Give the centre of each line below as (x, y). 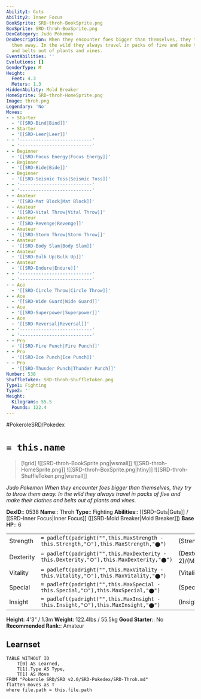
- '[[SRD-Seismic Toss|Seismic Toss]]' (61, 179)
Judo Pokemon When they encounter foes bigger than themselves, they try (99, 487)
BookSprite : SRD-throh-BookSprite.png (54, 23)
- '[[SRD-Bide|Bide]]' (40, 168)
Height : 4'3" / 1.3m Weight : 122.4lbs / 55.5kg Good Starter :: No (85, 619)
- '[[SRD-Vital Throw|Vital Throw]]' (59, 213)
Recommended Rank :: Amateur (45, 626)
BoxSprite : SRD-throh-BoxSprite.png (52, 28)
